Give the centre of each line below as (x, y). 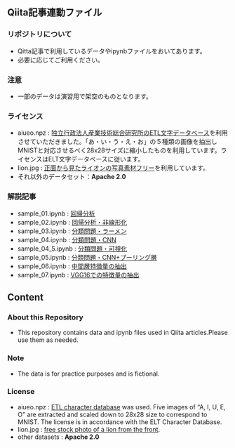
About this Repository (46, 317)
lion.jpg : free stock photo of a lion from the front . (89, 429)
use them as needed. (48, 340)
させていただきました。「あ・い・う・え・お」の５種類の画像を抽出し (117, 142)
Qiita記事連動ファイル (55, 13)
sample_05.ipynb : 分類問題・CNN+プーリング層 (87, 257)
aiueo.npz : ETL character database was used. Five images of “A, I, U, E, (121, 407)
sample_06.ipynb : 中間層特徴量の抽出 (72, 266)
